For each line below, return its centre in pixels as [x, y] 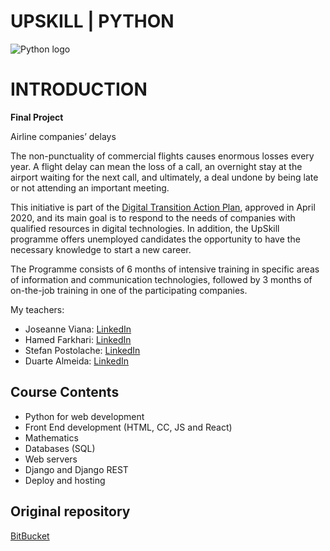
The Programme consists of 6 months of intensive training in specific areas [165, 269]
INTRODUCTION [79, 89]
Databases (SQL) [60, 448]
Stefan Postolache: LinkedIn [82, 350]
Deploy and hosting [65, 480]
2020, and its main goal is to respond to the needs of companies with [153, 217]
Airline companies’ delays [63, 136]
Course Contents [65, 392]
